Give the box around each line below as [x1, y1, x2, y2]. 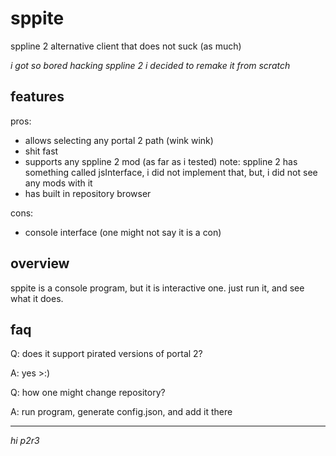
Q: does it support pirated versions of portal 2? [10, 348, 203, 360]
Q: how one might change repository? [10, 387, 166, 399]
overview [10, 255, 70, 272]
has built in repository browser [24, 187, 152, 199]
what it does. [10, 292, 64, 304]
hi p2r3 [10, 435, 40, 447]
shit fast [24, 145, 59, 157]
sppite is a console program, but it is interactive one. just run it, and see [10, 282, 305, 294]
